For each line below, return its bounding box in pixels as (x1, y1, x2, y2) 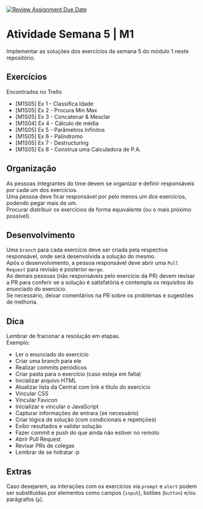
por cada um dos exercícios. (6, 186, 78, 193)
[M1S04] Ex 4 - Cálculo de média (15, 120, 99, 127)
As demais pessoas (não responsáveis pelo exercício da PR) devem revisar (6, 272, 196, 280)
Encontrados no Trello (6, 88, 62, 95)
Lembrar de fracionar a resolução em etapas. (6, 332, 120, 340)
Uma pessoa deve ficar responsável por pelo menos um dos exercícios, (6, 193, 187, 200)
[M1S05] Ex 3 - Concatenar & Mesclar (15, 113, 111, 120)
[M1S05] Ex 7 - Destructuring (15, 139, 89, 147)
